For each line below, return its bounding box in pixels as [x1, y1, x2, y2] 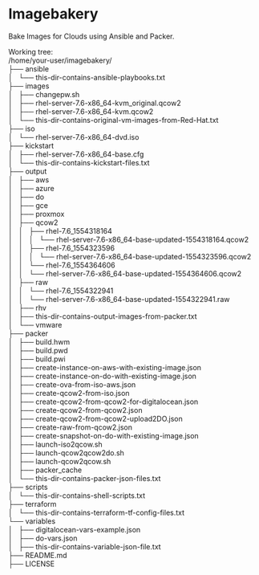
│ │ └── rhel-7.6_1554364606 [8, 260, 115, 270]
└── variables [8, 516, 56, 526]
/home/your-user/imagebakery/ [8, 55, 112, 65]
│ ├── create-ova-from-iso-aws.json [8, 379, 136, 389]
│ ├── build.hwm [8, 336, 71, 346]
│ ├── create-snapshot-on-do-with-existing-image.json [8, 430, 199, 440]
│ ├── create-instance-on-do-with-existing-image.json [8, 371, 196, 381]
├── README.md [8, 550, 67, 560]
